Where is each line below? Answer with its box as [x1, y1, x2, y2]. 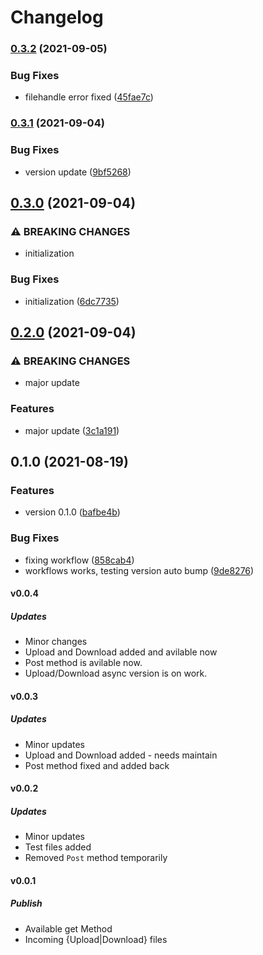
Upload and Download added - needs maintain [24, 749, 218, 761]
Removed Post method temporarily [24, 852, 168, 864]
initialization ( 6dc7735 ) [24, 295, 120, 307]
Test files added [24, 841, 92, 853]
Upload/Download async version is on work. [24, 667, 208, 680]
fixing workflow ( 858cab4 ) [24, 554, 135, 566]
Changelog [10, 6, 104, 29]
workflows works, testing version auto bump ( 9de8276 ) [24, 564, 255, 576]
